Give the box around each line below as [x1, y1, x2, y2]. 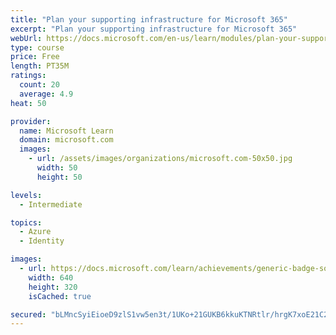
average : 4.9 [19, 89, 74, 99]
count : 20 [19, 80, 60, 90]
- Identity [19, 236, 65, 246]
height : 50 [36, 172, 83, 182]
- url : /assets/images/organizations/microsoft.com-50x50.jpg [28, 154, 293, 164]
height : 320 [28, 282, 78, 292]
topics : [10, 217, 43, 228]
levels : [10, 190, 43, 200]
